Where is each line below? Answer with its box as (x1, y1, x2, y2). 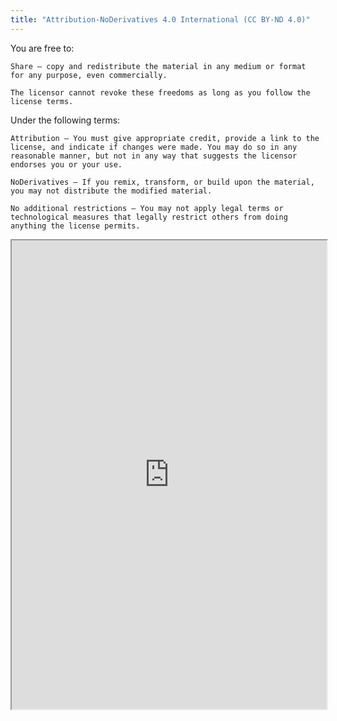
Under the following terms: (10, 114, 121, 126)
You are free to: (10, 42, 75, 54)
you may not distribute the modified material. (10, 186, 213, 196)
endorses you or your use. (10, 159, 123, 170)
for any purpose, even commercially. (10, 70, 168, 80)
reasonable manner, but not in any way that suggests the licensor (10, 151, 298, 161)
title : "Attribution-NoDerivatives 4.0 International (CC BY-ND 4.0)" (10, 14, 311, 25)
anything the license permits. (10, 221, 141, 231)
